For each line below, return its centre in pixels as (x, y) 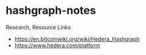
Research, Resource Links (38, 27)
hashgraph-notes (51, 11)
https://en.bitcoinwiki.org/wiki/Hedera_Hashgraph (77, 39)
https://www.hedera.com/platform (57, 45)
